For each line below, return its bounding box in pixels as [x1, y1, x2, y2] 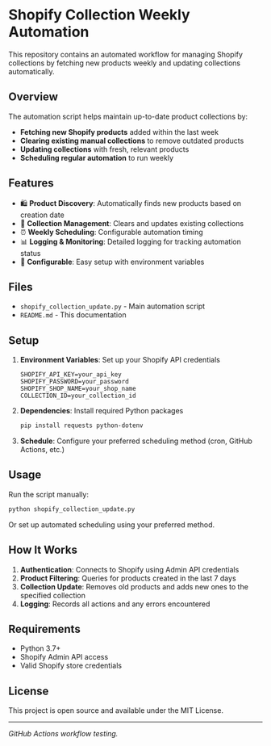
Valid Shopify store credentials [19, 660, 123, 671]
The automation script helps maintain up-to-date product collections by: [8, 111, 248, 121]
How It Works [8, 543, 78, 557]
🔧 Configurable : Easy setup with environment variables [19, 257, 205, 266]
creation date [19, 210, 65, 220]
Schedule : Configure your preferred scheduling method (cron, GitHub [19, 436, 252, 446]
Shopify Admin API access [19, 652, 109, 662]
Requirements [8, 622, 81, 635]
